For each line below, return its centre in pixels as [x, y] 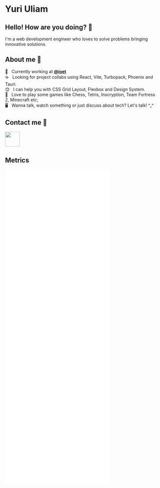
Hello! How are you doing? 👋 [49, 27]
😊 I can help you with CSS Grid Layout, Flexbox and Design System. [75, 89]
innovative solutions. [26, 44]
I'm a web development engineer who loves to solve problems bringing [77, 39]
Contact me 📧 [26, 123]
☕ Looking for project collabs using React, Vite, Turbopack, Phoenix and [79, 77]
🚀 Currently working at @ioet [36, 71]
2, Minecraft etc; [22, 100]
